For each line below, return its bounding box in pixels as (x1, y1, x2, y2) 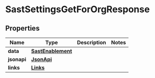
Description (77, 39, 106, 46)
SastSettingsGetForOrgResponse (5, 4, 150, 15)
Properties (5, 24, 40, 33)
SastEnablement (31, 47, 73, 55)
